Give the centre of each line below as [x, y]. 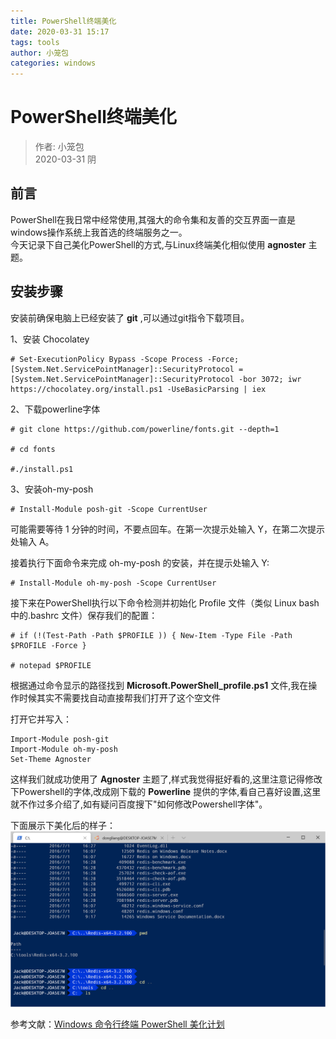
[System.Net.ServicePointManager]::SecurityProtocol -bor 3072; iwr [156, 379]
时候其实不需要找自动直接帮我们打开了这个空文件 [119, 697]
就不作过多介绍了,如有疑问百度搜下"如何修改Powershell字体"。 [139, 804]
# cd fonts [33, 449]
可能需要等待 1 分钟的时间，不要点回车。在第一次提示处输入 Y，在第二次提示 [168, 529]
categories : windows [53, 63]
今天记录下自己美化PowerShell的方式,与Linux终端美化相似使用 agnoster [158, 244]
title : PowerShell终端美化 [63, 21]
